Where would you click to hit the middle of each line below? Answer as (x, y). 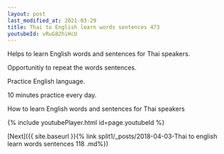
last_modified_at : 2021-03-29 (52, 21)
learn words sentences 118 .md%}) (58, 144)
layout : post (27, 14)
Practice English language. (46, 82)
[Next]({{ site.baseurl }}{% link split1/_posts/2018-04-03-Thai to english (112, 136)
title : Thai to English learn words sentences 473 (84, 27)
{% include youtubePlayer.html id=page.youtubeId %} (86, 123)
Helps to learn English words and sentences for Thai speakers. (99, 54)
